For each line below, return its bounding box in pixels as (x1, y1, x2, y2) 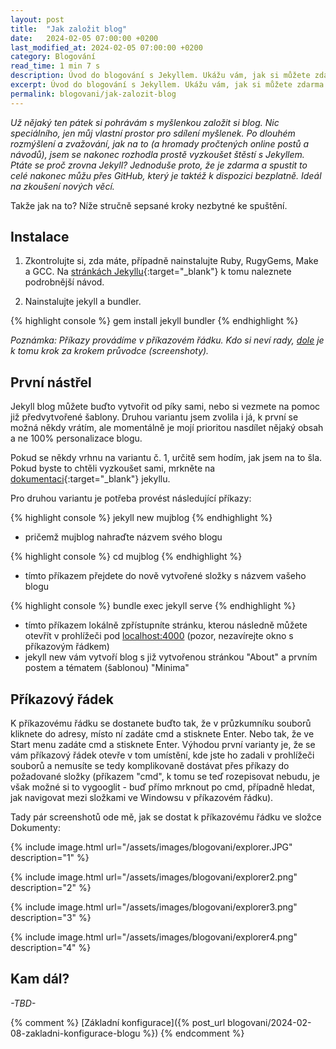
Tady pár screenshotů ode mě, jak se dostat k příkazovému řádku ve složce (10, 811, 322, 823)
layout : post (10, 14, 65, 25)
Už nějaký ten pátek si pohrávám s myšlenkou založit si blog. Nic (10, 116, 280, 128)
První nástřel (10, 374, 92, 391)
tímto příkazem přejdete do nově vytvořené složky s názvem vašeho (24, 570, 307, 582)
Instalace (10, 229, 70, 246)
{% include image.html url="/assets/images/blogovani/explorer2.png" (10, 871, 298, 883)
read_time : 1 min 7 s (10, 61, 101, 71)
